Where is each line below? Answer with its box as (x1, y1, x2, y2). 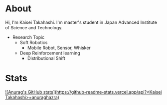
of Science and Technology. (5, 24, 63, 30)
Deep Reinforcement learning (19, 50, 81, 56)
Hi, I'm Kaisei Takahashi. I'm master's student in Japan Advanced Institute (5, 19, 157, 25)
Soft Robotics (19, 39, 48, 45)
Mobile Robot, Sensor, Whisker (27, 45, 91, 51)
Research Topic (12, 34, 45, 40)
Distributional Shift (27, 55, 66, 61)
